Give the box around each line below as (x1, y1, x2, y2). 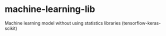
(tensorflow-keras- (121, 20, 161, 26)
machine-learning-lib (4, 3, 95, 15)
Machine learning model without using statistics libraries (4, 20, 121, 26)
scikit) (4, 25, 17, 31)
